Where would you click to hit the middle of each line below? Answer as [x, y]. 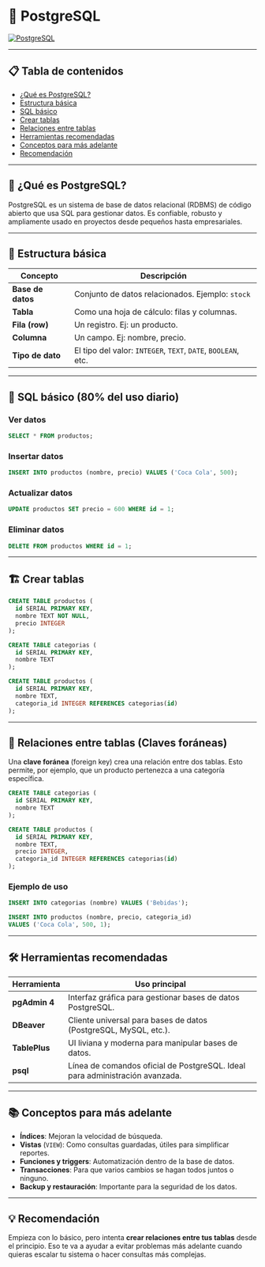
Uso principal [160, 984]
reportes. [34, 1153]
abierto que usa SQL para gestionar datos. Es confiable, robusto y [115, 213]
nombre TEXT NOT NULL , [52, 616]
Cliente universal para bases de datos [138, 1020]
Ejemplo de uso [38, 887]
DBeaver [29, 1025]
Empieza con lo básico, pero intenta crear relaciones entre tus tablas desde [132, 1238]
